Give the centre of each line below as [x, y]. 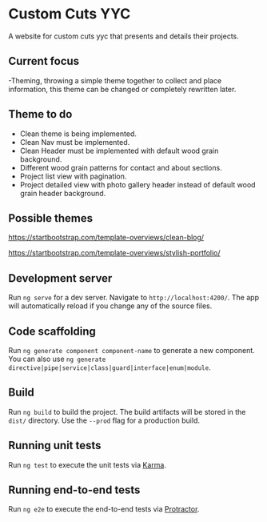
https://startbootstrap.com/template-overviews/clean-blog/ [106, 238]
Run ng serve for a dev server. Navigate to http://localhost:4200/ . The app [134, 298]
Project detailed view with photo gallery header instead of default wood [137, 184]
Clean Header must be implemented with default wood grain [119, 151]
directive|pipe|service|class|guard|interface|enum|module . [110, 367]
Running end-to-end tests [74, 490]
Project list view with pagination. [73, 176]
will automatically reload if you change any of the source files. [110, 306]
